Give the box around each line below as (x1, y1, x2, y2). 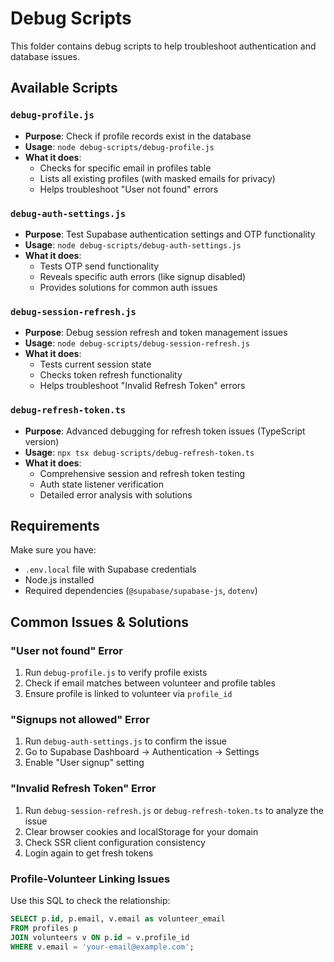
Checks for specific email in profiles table (39, 162, 212, 174)
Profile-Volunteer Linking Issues (10, 872, 171, 886)
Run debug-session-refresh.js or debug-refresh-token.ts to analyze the (24, 804, 324, 816)
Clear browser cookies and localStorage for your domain (24, 825, 259, 837)
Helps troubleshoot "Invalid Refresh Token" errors (39, 380, 246, 392)
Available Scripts (10, 80, 118, 97)
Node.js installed (24, 574, 95, 586)
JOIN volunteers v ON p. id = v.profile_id (10, 932, 190, 942)
